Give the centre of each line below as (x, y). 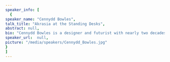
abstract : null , (22, 28)
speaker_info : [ (22, 10)
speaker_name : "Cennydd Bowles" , (40, 19)
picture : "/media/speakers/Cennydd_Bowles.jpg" (56, 42)
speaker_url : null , (27, 38)
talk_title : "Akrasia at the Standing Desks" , (55, 24)
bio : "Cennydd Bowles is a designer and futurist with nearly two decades (86, 33)
